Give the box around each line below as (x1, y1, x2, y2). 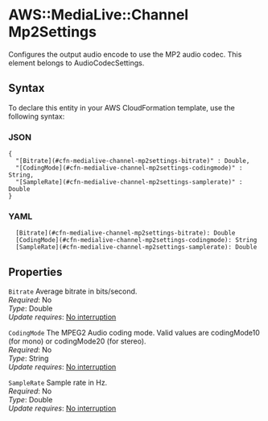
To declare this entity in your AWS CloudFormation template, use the (8, 102, 235, 112)
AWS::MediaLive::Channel (8, 6, 189, 24)
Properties (8, 265, 63, 279)
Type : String (8, 353, 49, 364)
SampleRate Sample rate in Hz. (8, 377, 108, 388)
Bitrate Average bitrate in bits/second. (8, 286, 138, 296)
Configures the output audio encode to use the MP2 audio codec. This (8, 49, 242, 59)
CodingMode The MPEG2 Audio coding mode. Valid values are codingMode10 (8, 328, 260, 338)
